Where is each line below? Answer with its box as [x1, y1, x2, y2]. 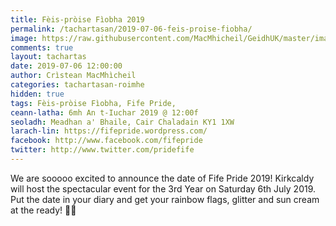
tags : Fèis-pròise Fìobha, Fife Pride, [10, 98, 177, 108]
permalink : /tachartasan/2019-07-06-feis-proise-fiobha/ [10, 24, 253, 34]
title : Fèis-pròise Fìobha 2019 [10, 14, 145, 25]
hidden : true [10, 89, 65, 99]
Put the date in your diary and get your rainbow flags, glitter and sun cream [10, 193, 320, 205]
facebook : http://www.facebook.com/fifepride [10, 136, 203, 146]
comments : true [10, 42, 74, 53]
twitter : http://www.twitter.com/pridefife [10, 145, 195, 155]
